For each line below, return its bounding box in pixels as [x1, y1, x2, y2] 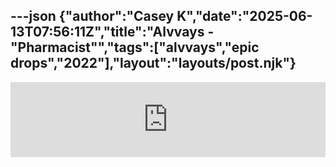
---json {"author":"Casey [10, 8, 175, 25]
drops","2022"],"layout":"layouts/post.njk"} [10, 55, 297, 72]
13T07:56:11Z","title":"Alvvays [10, 24, 205, 41]
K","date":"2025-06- [176, 8, 313, 25]
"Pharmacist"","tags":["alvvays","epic [10, 39, 260, 56]
